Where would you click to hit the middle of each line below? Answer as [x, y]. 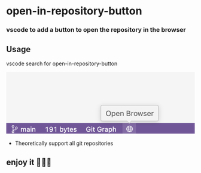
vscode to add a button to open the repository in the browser [96, 30]
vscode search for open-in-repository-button [62, 63]
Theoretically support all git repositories [64, 143]
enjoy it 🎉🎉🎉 [29, 162]
